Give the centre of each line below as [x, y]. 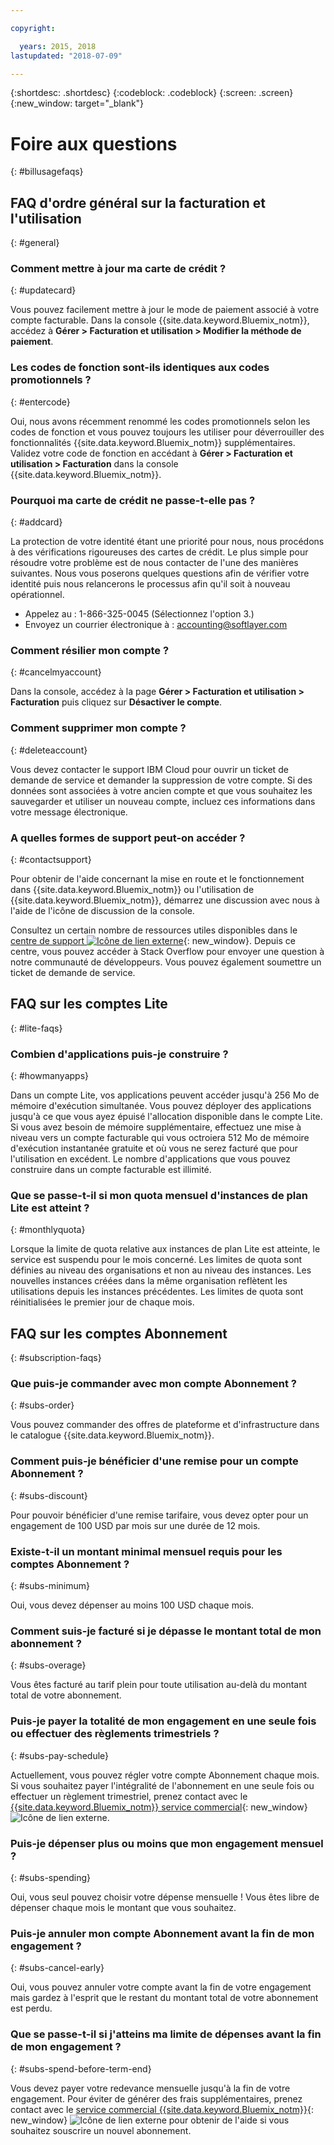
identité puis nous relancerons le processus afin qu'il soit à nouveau [150, 584]
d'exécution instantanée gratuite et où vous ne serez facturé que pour [154, 1148]
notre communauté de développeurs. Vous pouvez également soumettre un [166, 962]
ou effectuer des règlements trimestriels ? [115, 1734]
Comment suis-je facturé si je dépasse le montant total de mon [166, 1631]
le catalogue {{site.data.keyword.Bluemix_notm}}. [112, 1435]
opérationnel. [37, 595]
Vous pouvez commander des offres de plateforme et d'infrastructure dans [165, 1425]
